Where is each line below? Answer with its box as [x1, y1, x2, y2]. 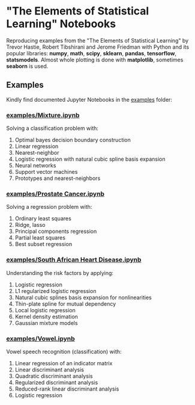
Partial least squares [14, 234, 66, 241]
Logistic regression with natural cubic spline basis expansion [14, 155, 166, 163]
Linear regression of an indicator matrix [14, 359, 113, 366]
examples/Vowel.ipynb [6, 334, 75, 342]
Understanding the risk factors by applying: [6, 269, 114, 276]
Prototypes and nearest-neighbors [14, 175, 101, 182]
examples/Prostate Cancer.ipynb [6, 190, 105, 198]
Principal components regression [14, 227, 97, 235]
